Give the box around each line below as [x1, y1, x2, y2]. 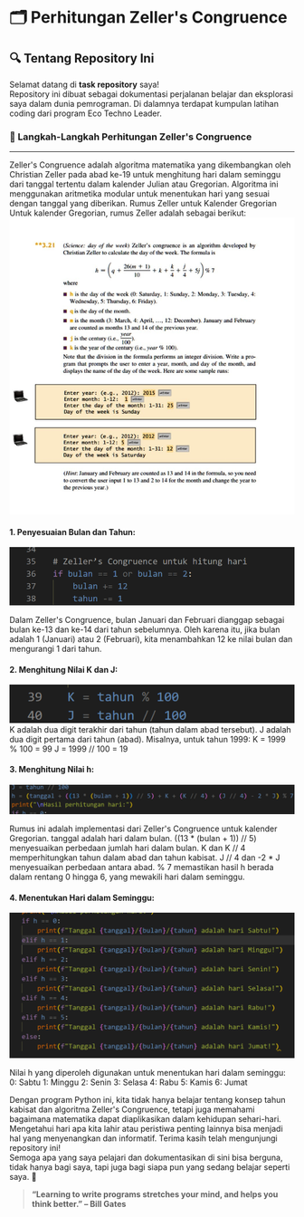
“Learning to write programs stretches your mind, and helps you [31, 1188, 279, 1200]
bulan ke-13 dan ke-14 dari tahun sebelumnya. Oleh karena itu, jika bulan [9, 624, 280, 635]
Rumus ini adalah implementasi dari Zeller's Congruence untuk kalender [9, 823, 278, 834]
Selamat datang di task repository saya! [9, 79, 160, 90]
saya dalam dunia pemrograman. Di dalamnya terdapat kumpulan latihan [9, 99, 279, 109]
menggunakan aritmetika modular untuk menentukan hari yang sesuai [9, 188, 270, 199]
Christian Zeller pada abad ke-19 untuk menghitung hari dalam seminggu [9, 169, 281, 180]
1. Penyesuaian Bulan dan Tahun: [9, 526, 136, 537]
